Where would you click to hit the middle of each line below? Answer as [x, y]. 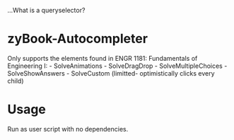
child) [16, 81]
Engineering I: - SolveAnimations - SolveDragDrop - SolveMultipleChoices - [117, 66]
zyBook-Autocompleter [78, 39]
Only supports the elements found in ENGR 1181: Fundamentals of [103, 58]
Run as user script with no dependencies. [68, 129]
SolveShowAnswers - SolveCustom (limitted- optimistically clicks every [111, 73]
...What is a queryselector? [46, 10]
